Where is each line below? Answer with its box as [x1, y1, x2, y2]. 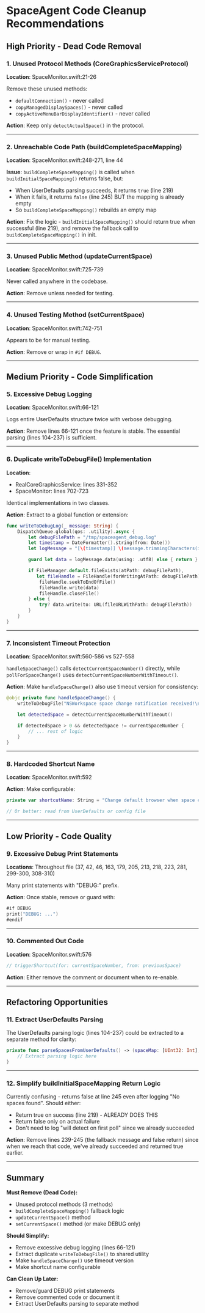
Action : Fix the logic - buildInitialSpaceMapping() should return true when [6, 218, 196, 226]
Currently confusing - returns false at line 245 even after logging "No [6, 1093, 180, 1100]
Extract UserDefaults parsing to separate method [15, 1300, 139, 1307]
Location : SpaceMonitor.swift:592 [6, 774, 92, 781]
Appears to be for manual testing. [6, 336, 91, 344]
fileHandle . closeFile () [38, 590, 99, 597]
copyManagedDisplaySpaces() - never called [15, 103, 123, 111]
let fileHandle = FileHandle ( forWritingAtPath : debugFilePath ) [36, 573, 201, 579]
